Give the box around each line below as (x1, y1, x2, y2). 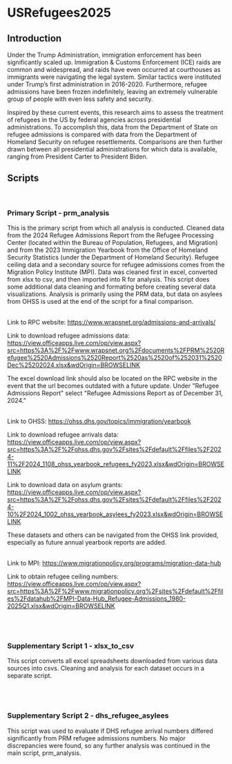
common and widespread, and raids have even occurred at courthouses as (7, 66, 221, 73)
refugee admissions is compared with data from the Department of (7, 130, 197, 138)
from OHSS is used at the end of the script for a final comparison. (7, 298, 194, 306)
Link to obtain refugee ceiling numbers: (7, 572, 119, 581)
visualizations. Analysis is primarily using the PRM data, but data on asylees (7, 290, 223, 298)
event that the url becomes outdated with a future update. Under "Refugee (7, 382, 220, 390)
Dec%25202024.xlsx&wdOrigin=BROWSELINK (7, 361, 140, 370)
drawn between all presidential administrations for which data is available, (7, 145, 217, 153)
